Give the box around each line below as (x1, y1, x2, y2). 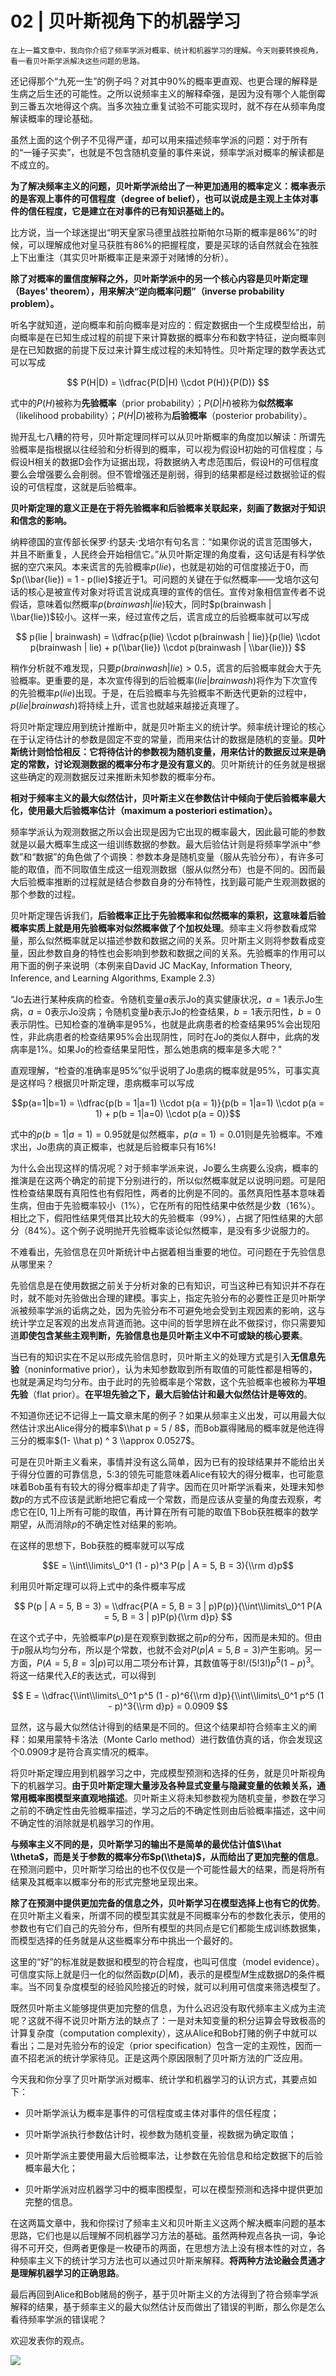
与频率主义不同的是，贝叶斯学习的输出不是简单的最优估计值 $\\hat (10, 1838, 282, 1850)
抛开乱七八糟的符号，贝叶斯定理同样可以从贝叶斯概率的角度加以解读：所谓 (10, 430, 317, 442)
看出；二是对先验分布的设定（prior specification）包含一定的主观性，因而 (10, 2039, 313, 2051)
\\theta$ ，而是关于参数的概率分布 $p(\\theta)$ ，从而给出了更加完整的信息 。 (10, 1850, 325, 1862)
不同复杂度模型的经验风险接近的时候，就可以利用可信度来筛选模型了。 (36, 1980, 326, 1992)
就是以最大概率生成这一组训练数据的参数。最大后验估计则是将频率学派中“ (10, 838, 313, 850)
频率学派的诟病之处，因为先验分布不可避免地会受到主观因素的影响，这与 (27, 1304, 326, 1316)
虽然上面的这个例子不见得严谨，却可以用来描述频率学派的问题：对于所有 (10, 133, 308, 146)
